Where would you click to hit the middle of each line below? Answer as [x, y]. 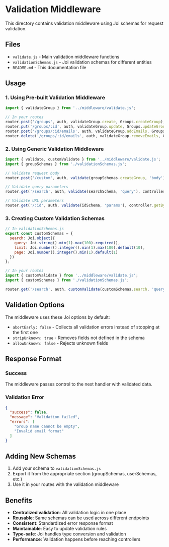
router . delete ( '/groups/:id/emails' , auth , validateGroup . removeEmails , [83, 136]
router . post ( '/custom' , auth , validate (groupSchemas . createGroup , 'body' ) [85, 178]
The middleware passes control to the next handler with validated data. [79, 384]
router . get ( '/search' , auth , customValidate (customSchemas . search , [77, 289]
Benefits [19, 500]
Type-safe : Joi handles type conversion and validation [69, 534]
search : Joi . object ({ [32, 238]
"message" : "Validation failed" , [45, 417]
